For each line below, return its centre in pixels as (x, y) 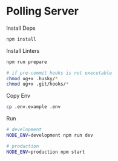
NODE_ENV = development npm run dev (50, 135)
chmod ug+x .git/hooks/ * (38, 84)
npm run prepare (27, 62)
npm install (21, 39)
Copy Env (18, 96)
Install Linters (23, 50)
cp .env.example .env (34, 107)
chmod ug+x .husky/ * (32, 78)
